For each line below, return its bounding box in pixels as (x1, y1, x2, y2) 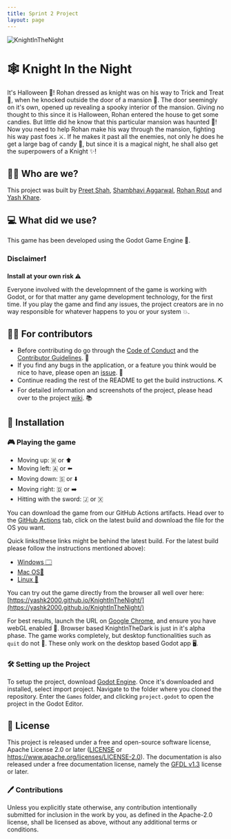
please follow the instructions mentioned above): (7, 544, 146, 552)
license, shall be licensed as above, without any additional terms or (7, 818, 198, 827)
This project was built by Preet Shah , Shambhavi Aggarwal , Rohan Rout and (7, 186, 222, 194)
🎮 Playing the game (7, 437, 76, 447)
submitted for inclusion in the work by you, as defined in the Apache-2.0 (7, 811, 212, 819)
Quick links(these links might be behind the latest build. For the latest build (7, 536, 219, 545)
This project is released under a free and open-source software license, (7, 737, 212, 746)
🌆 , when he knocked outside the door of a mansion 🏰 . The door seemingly (7, 96, 218, 104)
